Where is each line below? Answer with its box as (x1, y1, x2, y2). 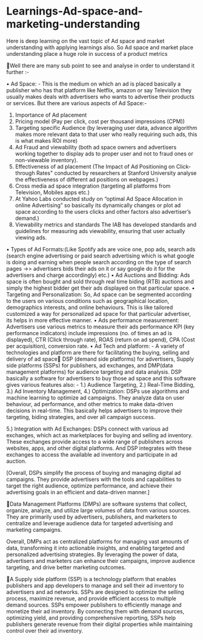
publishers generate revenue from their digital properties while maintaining (6, 621, 193, 628)
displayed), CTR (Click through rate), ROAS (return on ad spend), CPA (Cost (6, 336, 195, 343)
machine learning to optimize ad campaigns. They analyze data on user (6, 393, 185, 401)
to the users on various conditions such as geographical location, (6, 297, 170, 304)
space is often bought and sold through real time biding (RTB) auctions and (6, 277, 194, 285)
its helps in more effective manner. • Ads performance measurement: (6, 316, 180, 324)
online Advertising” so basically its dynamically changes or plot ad (15, 202, 181, 209)
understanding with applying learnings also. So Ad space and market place (6, 44, 194, 51)
